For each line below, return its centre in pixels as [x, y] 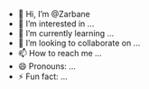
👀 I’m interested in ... [56, 24]
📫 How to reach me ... [60, 53]
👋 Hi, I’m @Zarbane [54, 14]
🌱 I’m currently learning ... [66, 33]
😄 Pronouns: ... [47, 66]
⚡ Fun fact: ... [42, 76]
